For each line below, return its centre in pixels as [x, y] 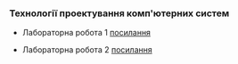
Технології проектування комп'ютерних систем [119, 13]
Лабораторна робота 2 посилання [87, 50]
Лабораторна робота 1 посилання [86, 33]
